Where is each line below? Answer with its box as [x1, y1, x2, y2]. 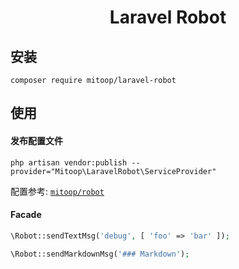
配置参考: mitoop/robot [10, 185, 105, 197]
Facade [10, 209, 42, 221]
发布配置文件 [10, 134, 63, 146]
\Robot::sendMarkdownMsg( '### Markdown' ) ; [10, 249, 190, 259]
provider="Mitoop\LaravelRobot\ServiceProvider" [10, 166, 217, 176]
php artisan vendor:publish [10, 157, 128, 168]
